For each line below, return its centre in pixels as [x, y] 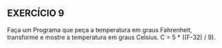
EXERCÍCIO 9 [36, 13]
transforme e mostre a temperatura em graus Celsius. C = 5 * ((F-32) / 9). [111, 37]
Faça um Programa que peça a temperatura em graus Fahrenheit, [100, 29]
